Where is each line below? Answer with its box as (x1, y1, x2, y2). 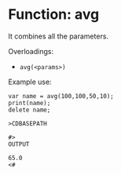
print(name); (8, 99, 51, 107)
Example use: (8, 77, 53, 86)
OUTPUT (8, 140, 30, 148)
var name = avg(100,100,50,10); (8, 92, 114, 100)
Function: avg (8, 5, 100, 24)
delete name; (8, 106, 51, 114)
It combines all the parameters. (8, 31, 108, 41)
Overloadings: (8, 46, 53, 56)
